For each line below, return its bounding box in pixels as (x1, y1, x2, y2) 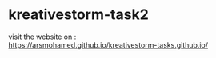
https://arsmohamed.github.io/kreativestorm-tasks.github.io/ (8, 40, 209, 49)
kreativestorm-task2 (8, 6, 150, 24)
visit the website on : (8, 32, 77, 41)
